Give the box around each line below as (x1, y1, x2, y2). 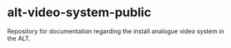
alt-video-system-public (7, 5, 152, 20)
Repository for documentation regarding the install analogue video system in (7, 27, 225, 35)
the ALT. (7, 34, 31, 42)
